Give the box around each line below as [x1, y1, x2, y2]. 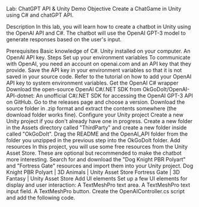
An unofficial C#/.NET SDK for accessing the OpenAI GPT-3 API [35, 92, 193, 99]
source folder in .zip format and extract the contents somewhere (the [6, 105, 177, 112]
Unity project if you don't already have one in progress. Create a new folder [6, 118, 193, 125]
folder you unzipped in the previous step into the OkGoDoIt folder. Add [6, 137, 181, 143]
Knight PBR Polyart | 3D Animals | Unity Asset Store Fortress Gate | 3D [6, 169, 180, 176]
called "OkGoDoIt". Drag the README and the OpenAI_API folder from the [6, 130, 188, 137]
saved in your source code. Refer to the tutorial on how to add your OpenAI [6, 73, 192, 80]
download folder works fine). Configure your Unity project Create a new [6, 111, 184, 118]
